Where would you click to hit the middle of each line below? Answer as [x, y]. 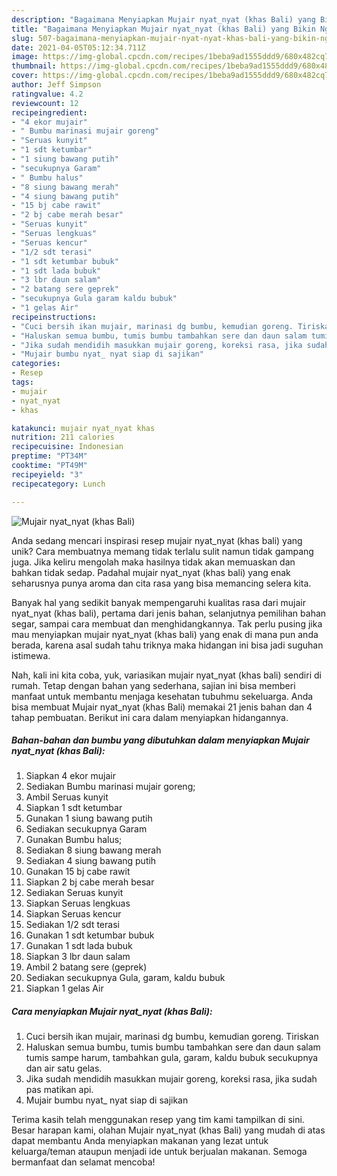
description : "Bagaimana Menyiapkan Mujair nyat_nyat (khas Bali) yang [163, 19]
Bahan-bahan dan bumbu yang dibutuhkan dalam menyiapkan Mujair [160, 740]
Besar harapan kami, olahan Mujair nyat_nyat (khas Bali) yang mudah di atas [168, 1130]
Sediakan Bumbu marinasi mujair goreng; [110, 787]
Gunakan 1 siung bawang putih [89, 818]
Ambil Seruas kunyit [67, 797]
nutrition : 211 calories [63, 437]
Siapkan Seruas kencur [73, 914]
